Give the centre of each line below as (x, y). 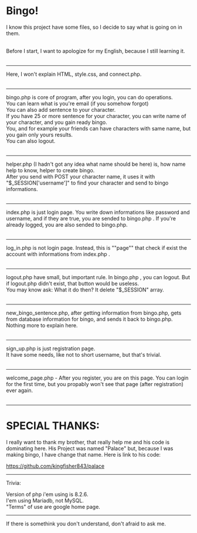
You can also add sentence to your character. (61, 109)
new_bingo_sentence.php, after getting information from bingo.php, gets (94, 313)
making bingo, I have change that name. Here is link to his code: (84, 454)
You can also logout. (31, 141)
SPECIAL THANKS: (53, 426)
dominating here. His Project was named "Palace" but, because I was (90, 448)
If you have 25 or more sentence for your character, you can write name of (96, 116)
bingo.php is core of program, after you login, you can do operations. (89, 97)
